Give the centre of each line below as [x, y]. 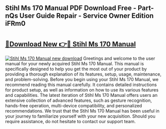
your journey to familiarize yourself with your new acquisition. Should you [80, 116]
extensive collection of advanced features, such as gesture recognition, [79, 100]
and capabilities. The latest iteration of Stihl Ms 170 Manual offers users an [81, 95]
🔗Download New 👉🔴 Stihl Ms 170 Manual [71, 44]
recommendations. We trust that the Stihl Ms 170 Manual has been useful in [83, 111]
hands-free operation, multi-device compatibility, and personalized [74, 106]
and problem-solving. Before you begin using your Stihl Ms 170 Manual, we [82, 79]
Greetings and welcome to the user [119, 58]
